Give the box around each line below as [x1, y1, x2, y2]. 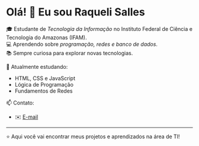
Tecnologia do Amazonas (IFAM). [6, 34, 87, 41]
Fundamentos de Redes [14, 87, 73, 94]
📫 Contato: [6, 99, 34, 106]
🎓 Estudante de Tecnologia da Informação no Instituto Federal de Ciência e [6, 25, 192, 32]
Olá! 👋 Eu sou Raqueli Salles [6, 5, 145, 19]
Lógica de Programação [14, 81, 74, 88]
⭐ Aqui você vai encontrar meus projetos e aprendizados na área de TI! [6, 133, 180, 140]
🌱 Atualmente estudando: [6, 63, 68, 70]
